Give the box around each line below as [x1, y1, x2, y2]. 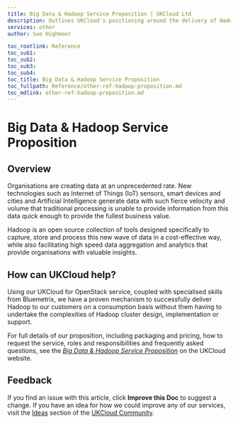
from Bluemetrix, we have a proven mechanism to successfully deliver [7, 295, 212, 303]
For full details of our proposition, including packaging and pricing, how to [7, 331, 223, 340]
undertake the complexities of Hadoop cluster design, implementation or [7, 310, 219, 319]
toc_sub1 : [7, 50, 37, 57]
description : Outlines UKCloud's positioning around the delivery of [7, 17, 217, 24]
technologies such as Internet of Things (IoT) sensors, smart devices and [7, 189, 221, 198]
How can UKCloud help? [7, 269, 117, 281]
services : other [7, 23, 55, 30]
